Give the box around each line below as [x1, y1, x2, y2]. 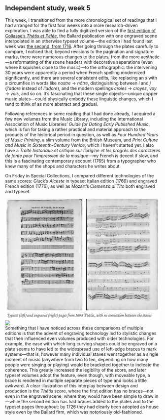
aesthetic [140, 54, 160, 60]
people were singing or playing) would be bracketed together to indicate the [5, 362, 160, 368]
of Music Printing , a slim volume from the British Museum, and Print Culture [5, 137, 158, 143]
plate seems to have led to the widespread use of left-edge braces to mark [5, 346, 157, 352]
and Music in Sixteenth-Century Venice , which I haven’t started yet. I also [5, 142, 154, 148]
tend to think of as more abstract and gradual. [5, 101, 99, 107]
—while [5, 398, 21, 404]
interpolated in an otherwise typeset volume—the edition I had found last [5, 38, 153, 44]
